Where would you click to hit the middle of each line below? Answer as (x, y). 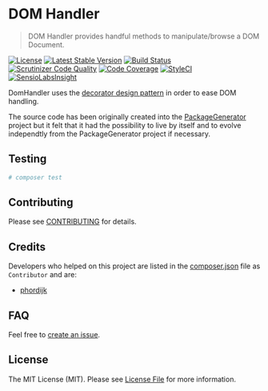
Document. (46, 44)
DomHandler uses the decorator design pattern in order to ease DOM (122, 92)
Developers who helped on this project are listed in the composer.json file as (134, 266)
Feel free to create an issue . (54, 335)
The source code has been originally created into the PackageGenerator (127, 116)
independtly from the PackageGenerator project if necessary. (109, 134)
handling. (24, 101)
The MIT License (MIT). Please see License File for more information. (122, 379)
